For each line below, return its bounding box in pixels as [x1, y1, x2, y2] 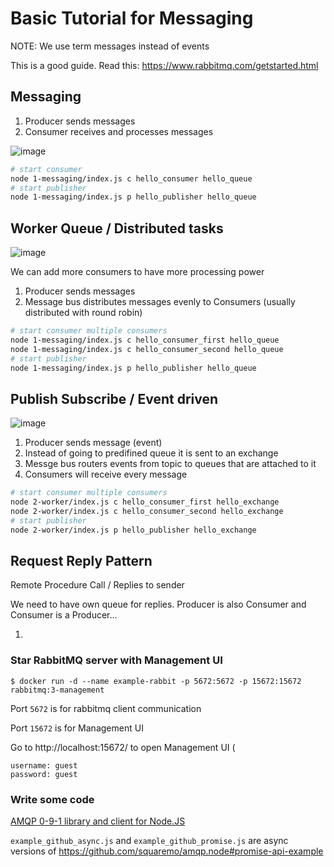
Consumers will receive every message [24, 468, 188, 481]
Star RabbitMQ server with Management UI [10, 653, 223, 667]
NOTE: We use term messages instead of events [10, 40, 210, 52]
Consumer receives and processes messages [24, 125, 214, 137]
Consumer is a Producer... [10, 609, 118, 621]
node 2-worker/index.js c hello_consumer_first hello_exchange [10, 497, 280, 507]
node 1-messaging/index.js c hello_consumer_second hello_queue [10, 344, 284, 354]
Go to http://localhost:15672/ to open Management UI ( [10, 741, 236, 753]
